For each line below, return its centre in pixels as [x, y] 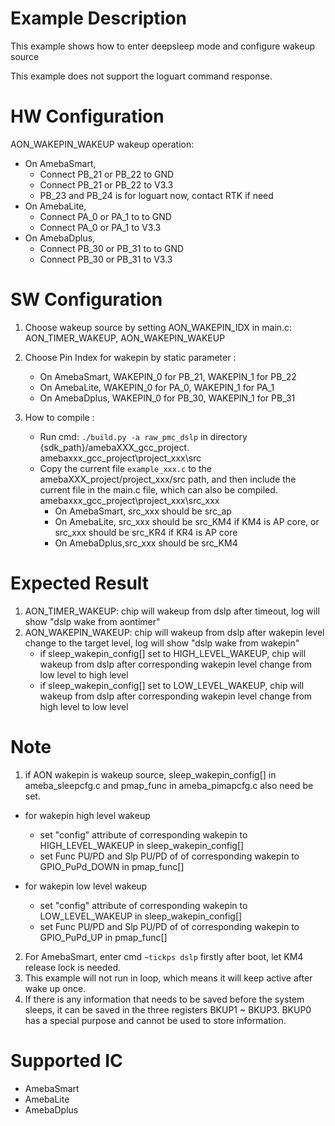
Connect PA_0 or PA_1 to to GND [105, 216]
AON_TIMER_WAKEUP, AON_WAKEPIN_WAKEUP [125, 338]
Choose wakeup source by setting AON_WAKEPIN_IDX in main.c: [158, 327]
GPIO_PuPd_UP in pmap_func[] [103, 937]
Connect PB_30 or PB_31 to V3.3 [106, 259]
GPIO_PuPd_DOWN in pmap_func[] [112, 866]
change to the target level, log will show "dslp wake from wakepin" [162, 643]
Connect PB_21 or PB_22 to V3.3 [106, 184]
